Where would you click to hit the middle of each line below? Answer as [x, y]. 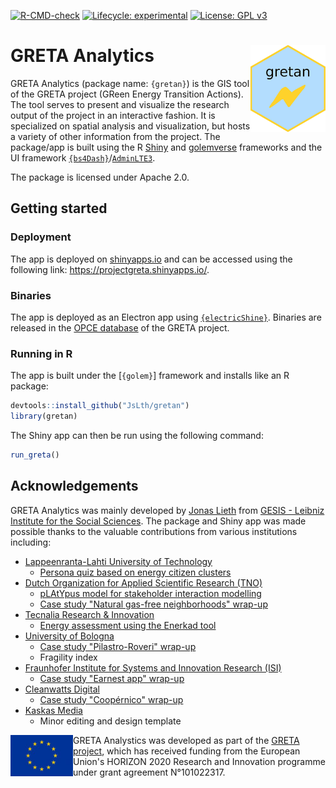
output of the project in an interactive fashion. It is [113, 115]
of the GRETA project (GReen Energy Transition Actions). [127, 94]
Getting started [59, 208]
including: [31, 542]
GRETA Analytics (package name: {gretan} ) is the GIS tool [130, 83]
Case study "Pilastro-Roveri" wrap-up [118, 646]
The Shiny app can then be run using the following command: [137, 435]
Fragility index [68, 657]
